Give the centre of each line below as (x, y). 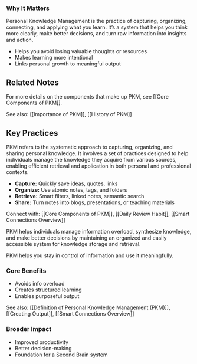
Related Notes (32, 82)
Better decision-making (43, 348)
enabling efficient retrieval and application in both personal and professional (98, 166)
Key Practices (32, 133)
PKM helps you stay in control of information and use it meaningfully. (90, 255)
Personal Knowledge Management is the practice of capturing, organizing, (96, 21)
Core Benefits (26, 271)
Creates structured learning (48, 290)
